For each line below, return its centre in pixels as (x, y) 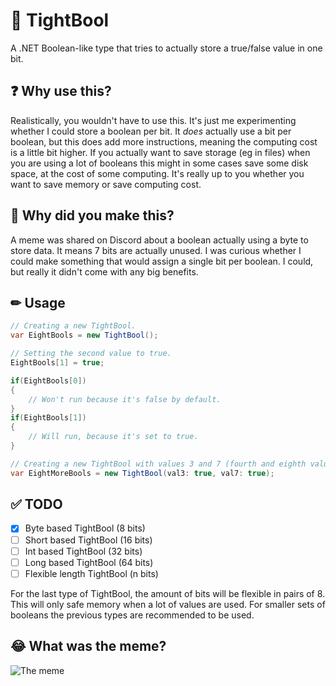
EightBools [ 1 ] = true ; (57, 363)
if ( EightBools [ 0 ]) (48, 380)
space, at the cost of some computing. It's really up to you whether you (157, 173)
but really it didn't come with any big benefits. (104, 271)
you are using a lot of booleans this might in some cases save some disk (159, 163)
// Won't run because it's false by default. (125, 399)
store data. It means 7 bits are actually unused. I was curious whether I (156, 250)
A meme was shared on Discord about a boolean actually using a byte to (159, 240)
